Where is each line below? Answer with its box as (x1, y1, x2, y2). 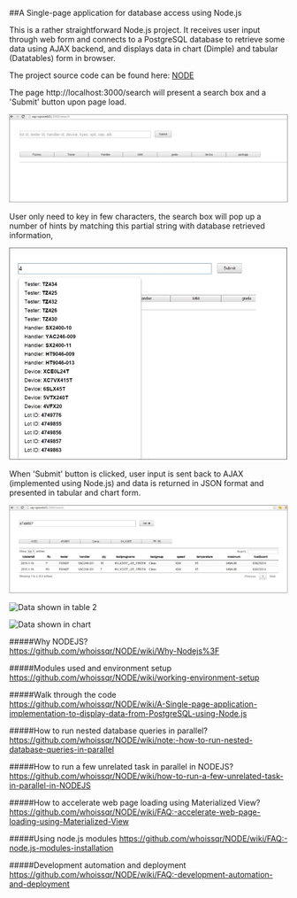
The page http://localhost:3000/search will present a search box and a (9, 88, 267, 97)
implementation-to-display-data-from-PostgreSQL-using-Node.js (9, 708, 247, 718)
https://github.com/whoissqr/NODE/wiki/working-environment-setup (9, 672, 260, 683)
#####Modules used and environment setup (9, 662, 172, 673)
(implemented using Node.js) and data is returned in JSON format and (9, 477, 264, 488)
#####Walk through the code (9, 689, 117, 700)
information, (9, 230, 54, 241)
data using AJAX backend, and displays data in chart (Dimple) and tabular (9, 43, 278, 54)
